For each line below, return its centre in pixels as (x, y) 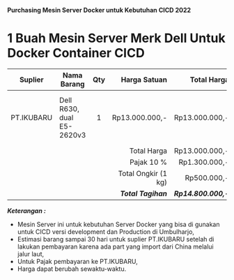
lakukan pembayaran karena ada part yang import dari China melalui (115, 246)
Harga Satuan (144, 80)
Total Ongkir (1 (143, 173)
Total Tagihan (144, 193)
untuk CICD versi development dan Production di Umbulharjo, (106, 231)
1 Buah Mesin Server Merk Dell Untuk (116, 38)
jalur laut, (31, 253)
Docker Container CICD (76, 53)
